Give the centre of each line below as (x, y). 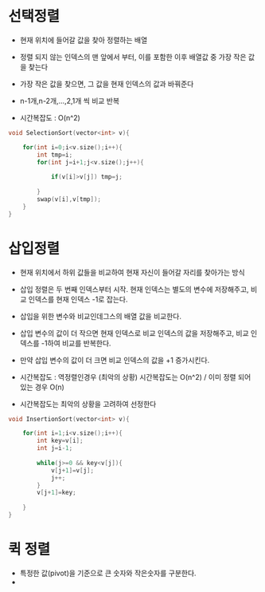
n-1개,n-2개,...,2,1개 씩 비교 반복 (70, 101)
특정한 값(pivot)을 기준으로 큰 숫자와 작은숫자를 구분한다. (108, 573)
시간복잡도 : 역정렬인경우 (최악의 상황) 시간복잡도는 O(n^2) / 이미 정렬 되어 (135, 377)
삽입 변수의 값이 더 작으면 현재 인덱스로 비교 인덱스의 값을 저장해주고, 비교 (134, 333)
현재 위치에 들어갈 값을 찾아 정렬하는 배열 (84, 40)
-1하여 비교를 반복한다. (76, 343)
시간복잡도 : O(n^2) (50, 117)
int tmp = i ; (55, 155)
